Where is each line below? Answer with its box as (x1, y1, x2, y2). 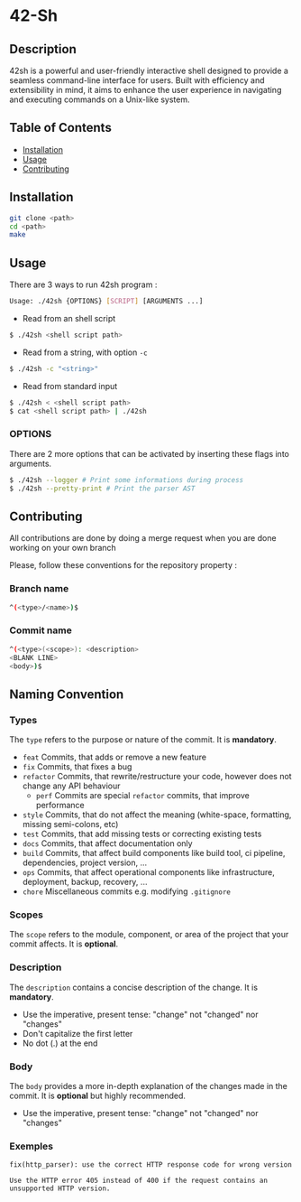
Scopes (9, 908, 43, 921)
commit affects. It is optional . (9, 938, 119, 949)
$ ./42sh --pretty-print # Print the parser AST (9, 484, 196, 493)
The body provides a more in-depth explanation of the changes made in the (9, 1080, 288, 1091)
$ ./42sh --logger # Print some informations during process (9, 475, 244, 484)
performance (35, 800, 86, 811)
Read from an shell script (22, 312, 116, 323)
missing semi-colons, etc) (22, 819, 119, 830)
